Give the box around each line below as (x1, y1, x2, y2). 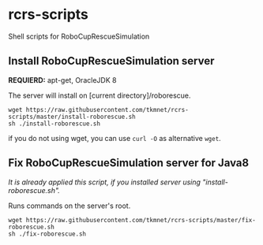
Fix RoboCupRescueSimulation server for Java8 (8, 156, 250, 170)
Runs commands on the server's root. (8, 201, 131, 210)
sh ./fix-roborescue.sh (8, 230, 87, 238)
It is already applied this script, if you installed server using (8, 177, 201, 187)
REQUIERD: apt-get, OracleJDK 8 (8, 75, 117, 84)
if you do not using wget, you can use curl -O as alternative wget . (8, 133, 221, 143)
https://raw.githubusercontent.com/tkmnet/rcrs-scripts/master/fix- (25, 216, 257, 224)
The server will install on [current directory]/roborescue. (8, 91, 191, 100)
